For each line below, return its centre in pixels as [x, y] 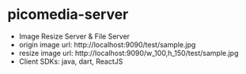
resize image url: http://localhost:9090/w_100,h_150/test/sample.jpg [129, 53]
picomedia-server [68, 15]
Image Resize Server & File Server [74, 36]
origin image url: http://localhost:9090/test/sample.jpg [107, 44]
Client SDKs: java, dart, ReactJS [71, 61]
